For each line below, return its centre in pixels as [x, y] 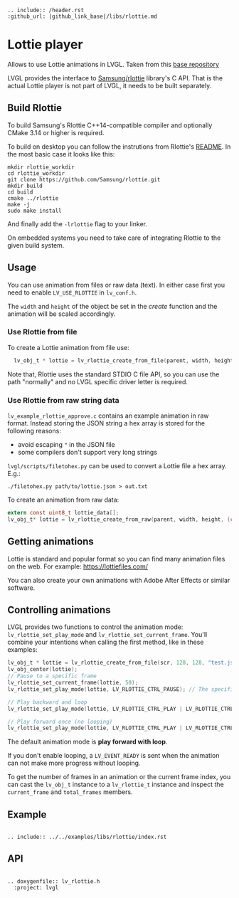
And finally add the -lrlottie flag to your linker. [78, 223]
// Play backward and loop [47, 702]
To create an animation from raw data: [63, 500]
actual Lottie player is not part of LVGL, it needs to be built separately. [110, 85]
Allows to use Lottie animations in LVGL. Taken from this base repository [113, 64]
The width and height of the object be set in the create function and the [112, 306]
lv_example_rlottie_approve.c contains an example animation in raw [108, 416]
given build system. [36, 245]
